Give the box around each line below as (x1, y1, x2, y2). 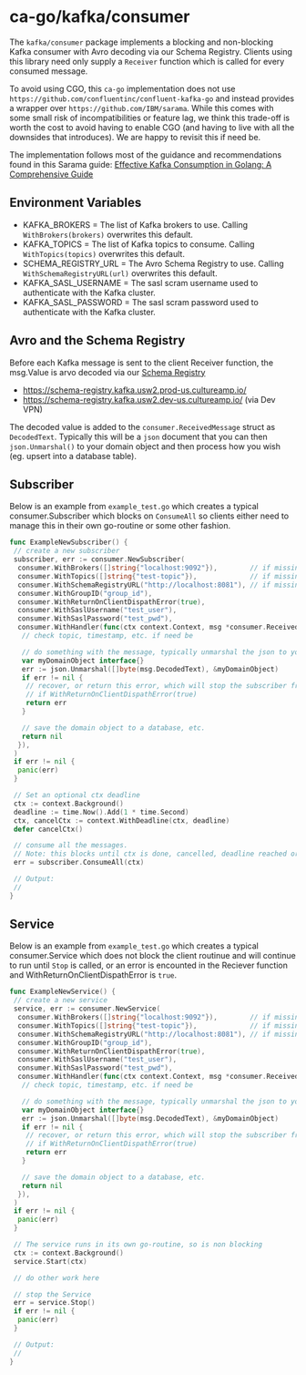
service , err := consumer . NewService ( (13, 1004, 161, 1013)
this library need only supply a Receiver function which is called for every (9, 56, 285, 67)
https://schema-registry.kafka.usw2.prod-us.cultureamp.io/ (22, 385, 247, 395)
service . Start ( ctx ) (13, 1257, 88, 1266)
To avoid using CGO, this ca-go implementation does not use (9, 83, 236, 94)
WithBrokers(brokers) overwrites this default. (22, 229, 193, 240)
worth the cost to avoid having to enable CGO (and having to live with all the (9, 121, 295, 133)
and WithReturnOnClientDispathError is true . (9, 970, 178, 980)
